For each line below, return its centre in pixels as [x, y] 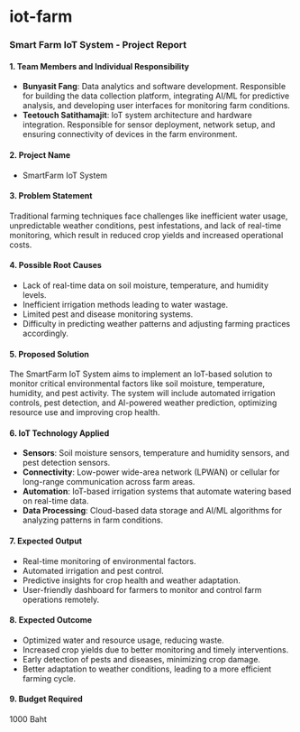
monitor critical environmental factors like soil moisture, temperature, [137, 384]
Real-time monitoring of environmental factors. [109, 561]
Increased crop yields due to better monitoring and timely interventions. [155, 649]
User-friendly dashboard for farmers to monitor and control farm [142, 589]
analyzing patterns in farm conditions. [93, 520]
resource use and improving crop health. [85, 412]
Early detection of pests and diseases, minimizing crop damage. [141, 659]
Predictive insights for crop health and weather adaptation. [132, 580]
